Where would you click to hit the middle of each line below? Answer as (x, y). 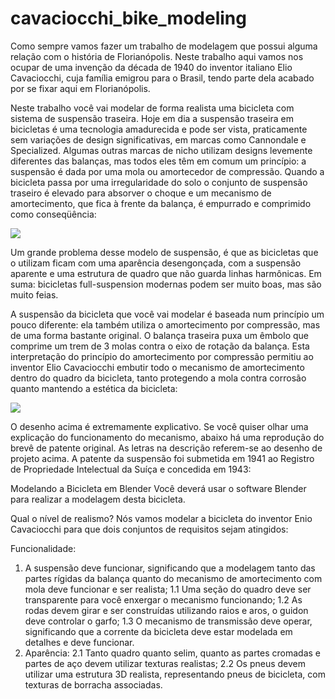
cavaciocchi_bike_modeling (128, 18)
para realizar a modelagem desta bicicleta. (98, 499)
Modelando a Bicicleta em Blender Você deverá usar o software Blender (158, 488)
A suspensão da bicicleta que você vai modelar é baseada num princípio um (167, 314)
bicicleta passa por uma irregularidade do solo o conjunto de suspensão (159, 182)
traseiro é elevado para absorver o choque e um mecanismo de (141, 193)
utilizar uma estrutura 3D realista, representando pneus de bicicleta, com (175, 674)
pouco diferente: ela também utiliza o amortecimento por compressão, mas (165, 324)
